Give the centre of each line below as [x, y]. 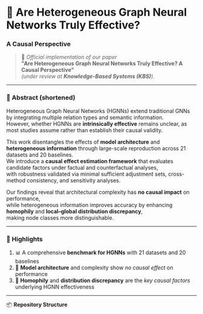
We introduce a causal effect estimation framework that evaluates [90, 161]
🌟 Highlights [25, 239]
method [16, 180]
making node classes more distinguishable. [60, 217]
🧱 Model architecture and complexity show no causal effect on [94, 268]
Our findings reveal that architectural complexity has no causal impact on [98, 192]
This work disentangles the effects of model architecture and [83, 142]
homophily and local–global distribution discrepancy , [75, 211]
